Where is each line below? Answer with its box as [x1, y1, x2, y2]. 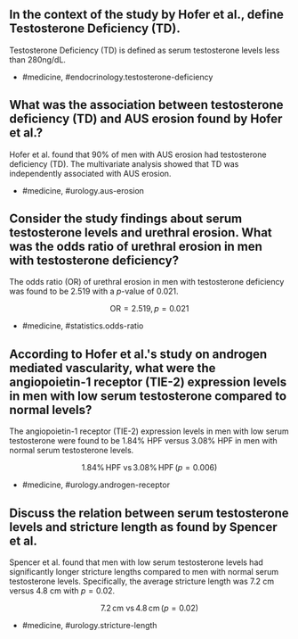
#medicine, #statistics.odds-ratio [21, 320, 144, 331]
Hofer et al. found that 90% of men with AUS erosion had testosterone [9, 149, 267, 160]
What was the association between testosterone [9, 97, 284, 112]
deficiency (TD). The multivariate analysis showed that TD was [9, 158, 239, 169]
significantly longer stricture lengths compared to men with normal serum [9, 567, 279, 577]
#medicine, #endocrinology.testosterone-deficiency [21, 71, 213, 82]
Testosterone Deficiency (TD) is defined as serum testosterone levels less [9, 45, 280, 55]
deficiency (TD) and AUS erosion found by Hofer [9, 112, 283, 127]
